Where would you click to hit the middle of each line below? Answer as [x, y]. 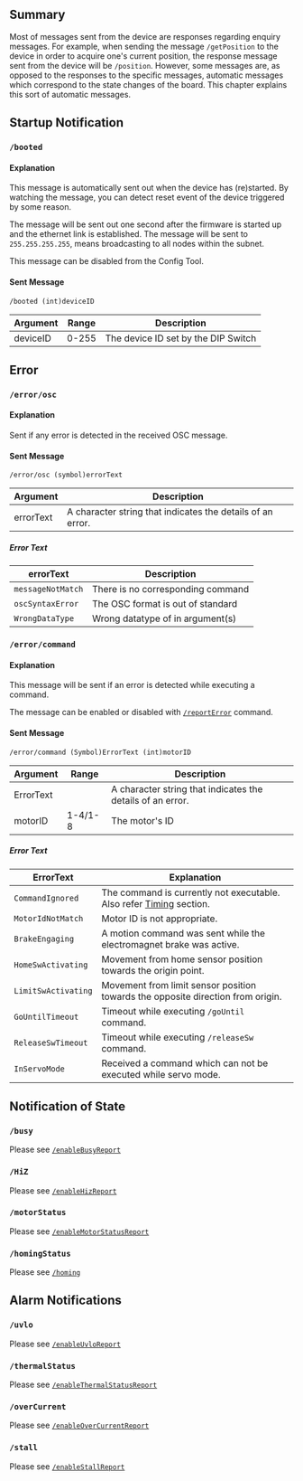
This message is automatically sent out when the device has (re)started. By [149, 188]
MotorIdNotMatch [49, 918]
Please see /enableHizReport [63, 1190]
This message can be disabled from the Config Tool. [107, 261]
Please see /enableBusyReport [65, 1150]
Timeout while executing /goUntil [173, 1011]
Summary [37, 15]
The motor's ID [142, 820]
